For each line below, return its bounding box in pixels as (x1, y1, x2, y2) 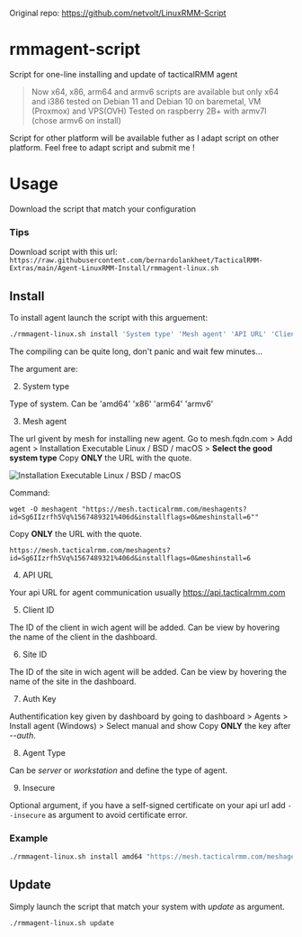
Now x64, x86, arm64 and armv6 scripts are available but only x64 (31, 86, 280, 97)
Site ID (22, 649, 48, 660)
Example (9, 832, 49, 844)
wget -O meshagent (9, 505, 78, 514)
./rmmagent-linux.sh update (9, 918, 115, 927)
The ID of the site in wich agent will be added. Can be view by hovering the (9, 666, 288, 677)
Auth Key (22, 693, 57, 704)
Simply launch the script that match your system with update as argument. (9, 901, 286, 912)
